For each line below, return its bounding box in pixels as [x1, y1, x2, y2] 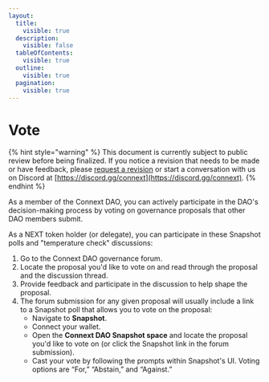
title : [15, 19, 38, 27]
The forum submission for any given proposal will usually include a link [19, 296, 255, 306]
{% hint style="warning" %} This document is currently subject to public [8, 148, 248, 157]
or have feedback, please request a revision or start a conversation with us [8, 165, 256, 174]
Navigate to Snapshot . [31, 314, 107, 323]
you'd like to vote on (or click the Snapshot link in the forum [31, 339, 229, 349]
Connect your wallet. [31, 322, 101, 331]
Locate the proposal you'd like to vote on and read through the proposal [19, 262, 259, 272]
